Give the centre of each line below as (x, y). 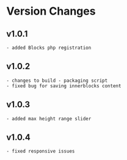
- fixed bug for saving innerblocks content (64, 86)
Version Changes (51, 11)
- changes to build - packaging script (57, 81)
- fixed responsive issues (41, 151)
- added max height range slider (49, 118)
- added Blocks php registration (49, 48)
